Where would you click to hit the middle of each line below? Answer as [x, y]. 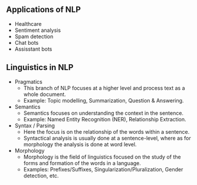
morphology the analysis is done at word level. [80, 144]
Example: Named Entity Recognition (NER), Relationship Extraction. [105, 119]
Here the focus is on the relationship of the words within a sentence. [106, 131]
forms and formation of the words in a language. [82, 163]
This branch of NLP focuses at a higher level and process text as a [104, 88]
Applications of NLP [44, 10]
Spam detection [34, 36]
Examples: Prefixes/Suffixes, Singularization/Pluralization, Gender [103, 169]
